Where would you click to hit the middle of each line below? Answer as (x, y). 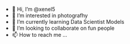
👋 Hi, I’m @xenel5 (33, 9)
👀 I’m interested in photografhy (50, 15)
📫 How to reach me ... (39, 35)
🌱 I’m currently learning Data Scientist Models (68, 22)
